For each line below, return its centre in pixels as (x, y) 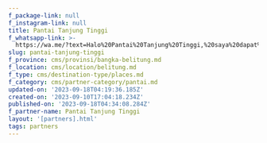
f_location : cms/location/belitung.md (72, 68)
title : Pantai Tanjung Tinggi (58, 30)
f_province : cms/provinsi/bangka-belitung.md (85, 60)
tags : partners (33, 126)
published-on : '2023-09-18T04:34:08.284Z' (79, 104)
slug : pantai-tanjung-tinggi (56, 52)
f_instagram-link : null (48, 23)
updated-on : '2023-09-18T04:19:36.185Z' (76, 89)
